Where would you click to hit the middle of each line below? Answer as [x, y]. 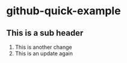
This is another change [43, 47]
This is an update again [44, 53]
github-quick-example [64, 11]
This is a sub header [45, 33]
